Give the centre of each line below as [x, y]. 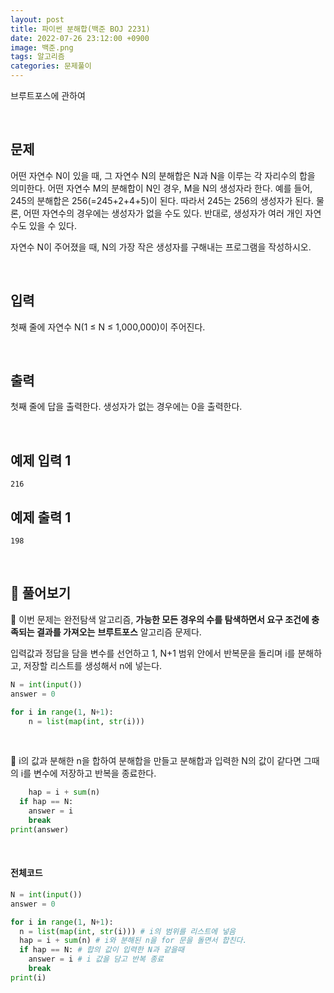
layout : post [37, 19]
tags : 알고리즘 [37, 57]
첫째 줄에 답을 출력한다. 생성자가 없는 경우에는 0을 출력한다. [126, 407]
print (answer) [40, 829]
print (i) [28, 977]
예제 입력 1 [41, 460]
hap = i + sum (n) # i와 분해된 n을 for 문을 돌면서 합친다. [133, 941]
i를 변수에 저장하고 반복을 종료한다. [88, 773]
